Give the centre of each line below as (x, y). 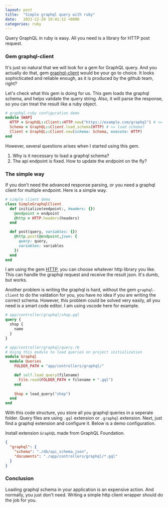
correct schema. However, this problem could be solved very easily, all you (83, 300)
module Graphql (21, 357)
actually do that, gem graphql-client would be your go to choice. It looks (80, 73)
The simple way (25, 174)
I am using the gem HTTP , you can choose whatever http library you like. (80, 270)
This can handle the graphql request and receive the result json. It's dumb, (82, 275)
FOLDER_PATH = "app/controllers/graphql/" (59, 366)
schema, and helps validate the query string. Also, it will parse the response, (84, 98)
